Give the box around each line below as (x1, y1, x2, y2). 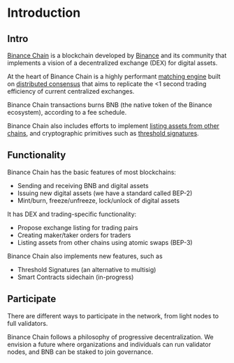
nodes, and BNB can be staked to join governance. (7, 348, 154, 356)
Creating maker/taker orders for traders (17, 231, 131, 239)
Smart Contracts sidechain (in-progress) (17, 273, 134, 281)
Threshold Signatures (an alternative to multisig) (17, 265, 156, 273)
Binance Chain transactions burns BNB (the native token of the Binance (7, 101, 212, 109)
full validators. (7, 319, 48, 327)
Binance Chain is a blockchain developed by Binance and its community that (7, 51, 227, 59)
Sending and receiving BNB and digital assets (17, 181, 149, 190)
